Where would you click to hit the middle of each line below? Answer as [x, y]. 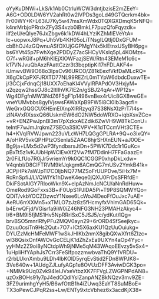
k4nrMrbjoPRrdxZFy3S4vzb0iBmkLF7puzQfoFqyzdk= [71, 27]
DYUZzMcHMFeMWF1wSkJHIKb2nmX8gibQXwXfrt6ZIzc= [77, 234]
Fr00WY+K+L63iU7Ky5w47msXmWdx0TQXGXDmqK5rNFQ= [79, 21]
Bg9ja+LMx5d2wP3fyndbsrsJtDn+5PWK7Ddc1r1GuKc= [73, 146]
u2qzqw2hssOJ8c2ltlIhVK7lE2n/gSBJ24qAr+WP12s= [71, 90]
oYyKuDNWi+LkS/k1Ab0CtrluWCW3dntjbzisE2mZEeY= [73, 9]
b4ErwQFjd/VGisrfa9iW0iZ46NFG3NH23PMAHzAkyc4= [74, 209]
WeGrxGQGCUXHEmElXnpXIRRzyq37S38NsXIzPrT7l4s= [74, 109]
